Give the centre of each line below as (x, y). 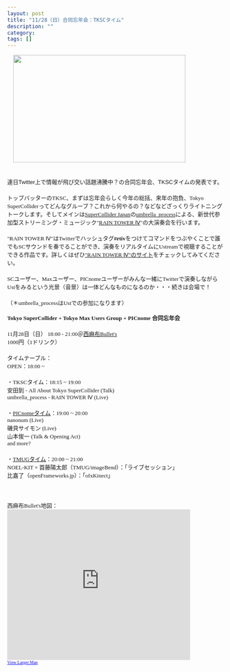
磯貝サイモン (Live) (32, 429)
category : (21, 33)
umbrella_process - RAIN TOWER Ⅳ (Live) (58, 398)
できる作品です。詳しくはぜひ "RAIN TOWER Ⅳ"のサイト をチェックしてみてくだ (111, 255)
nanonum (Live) (25, 420)
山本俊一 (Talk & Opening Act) (44, 437)
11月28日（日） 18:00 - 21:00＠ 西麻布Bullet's (62, 334)
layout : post (26, 13)
